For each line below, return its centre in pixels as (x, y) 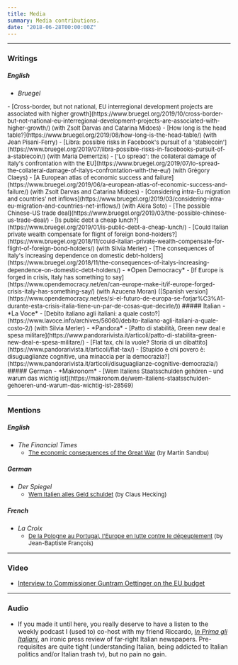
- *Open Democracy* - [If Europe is (173, 270)
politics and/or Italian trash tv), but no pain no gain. (92, 654)
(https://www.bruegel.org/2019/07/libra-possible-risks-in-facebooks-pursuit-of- (116, 149)
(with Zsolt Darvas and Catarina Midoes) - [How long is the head (139, 128)
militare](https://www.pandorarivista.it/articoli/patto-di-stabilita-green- (121, 335)
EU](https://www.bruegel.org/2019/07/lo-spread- (153, 163)
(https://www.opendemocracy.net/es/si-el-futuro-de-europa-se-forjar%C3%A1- (117, 299)
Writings (22, 59)
